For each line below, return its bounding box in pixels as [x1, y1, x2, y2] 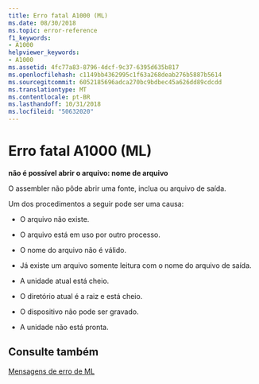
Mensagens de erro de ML [8, 367, 95, 376]
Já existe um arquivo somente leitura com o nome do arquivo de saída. [19, 260, 252, 270]
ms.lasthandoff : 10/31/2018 [8, 100, 102, 108]
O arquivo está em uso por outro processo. [19, 230, 161, 239]
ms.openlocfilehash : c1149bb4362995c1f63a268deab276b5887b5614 [8, 71, 222, 79]
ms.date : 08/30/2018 [8, 19, 77, 27]
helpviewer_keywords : [8, 48, 80, 56]
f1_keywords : [8, 33, 52, 42]
